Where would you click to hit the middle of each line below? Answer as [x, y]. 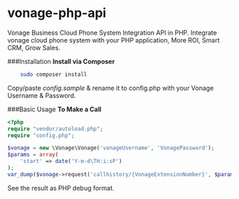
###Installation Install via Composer [61, 61]
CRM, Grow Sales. [34, 47]
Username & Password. [42, 95]
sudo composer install [54, 74]
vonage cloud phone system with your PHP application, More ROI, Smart [113, 40]
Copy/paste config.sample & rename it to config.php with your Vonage [111, 88]
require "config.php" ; [41, 135]
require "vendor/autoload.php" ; [55, 129]
